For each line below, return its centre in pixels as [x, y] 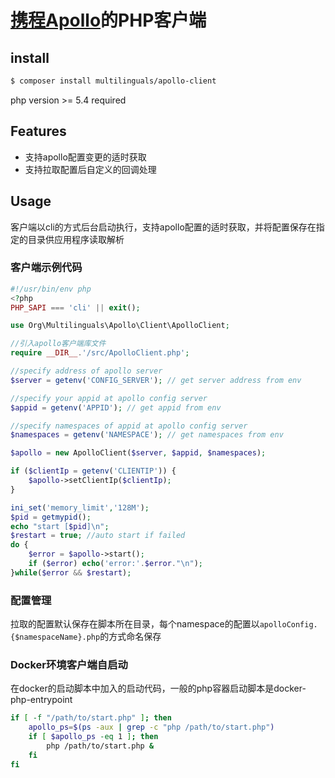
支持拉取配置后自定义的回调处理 [90, 169]
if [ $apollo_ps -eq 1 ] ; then [93, 737]
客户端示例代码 [46, 268]
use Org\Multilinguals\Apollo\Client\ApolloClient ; [120, 326]
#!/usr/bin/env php [51, 289]
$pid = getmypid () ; [51, 517]
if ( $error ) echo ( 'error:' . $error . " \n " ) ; [115, 564]
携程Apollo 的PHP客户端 [108, 20]
